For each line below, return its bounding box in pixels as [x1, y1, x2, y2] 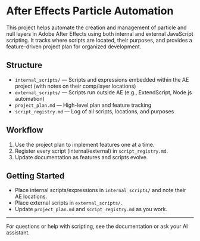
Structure [6, 60, 43, 70]
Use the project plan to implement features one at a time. [14, 141, 155, 148]
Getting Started [6, 171, 65, 181]
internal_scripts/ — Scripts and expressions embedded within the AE [14, 76, 189, 83]
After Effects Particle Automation [6, 4, 174, 18]
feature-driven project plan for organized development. [6, 43, 142, 50]
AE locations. [14, 193, 48, 200]
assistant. [6, 229, 30, 236]
